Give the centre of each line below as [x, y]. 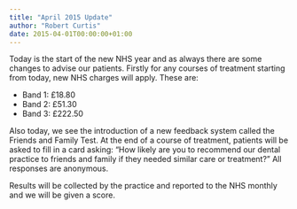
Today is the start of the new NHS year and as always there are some [136, 59]
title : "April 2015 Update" [61, 17]
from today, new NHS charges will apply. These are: [104, 78]
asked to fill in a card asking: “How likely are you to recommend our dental [145, 150]
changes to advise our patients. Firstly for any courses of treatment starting [147, 68]
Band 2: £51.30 [49, 104]
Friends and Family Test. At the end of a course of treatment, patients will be [149, 140]
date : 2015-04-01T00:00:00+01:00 [71, 34]
